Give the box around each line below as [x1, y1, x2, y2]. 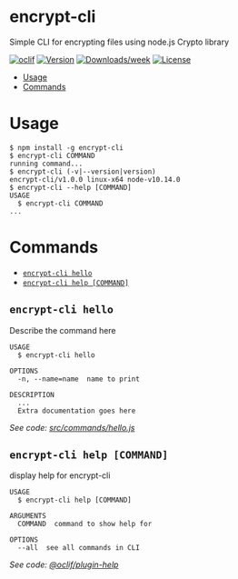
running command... [9, 159, 84, 168]
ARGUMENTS [9, 512, 47, 521]
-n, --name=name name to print [17, 374, 141, 384]
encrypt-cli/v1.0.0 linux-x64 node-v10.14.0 [9, 175, 181, 184]
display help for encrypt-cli [9, 470, 111, 481]
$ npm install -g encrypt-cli [9, 143, 124, 152]
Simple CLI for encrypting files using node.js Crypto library [9, 36, 230, 47]
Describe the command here [9, 324, 116, 335]
